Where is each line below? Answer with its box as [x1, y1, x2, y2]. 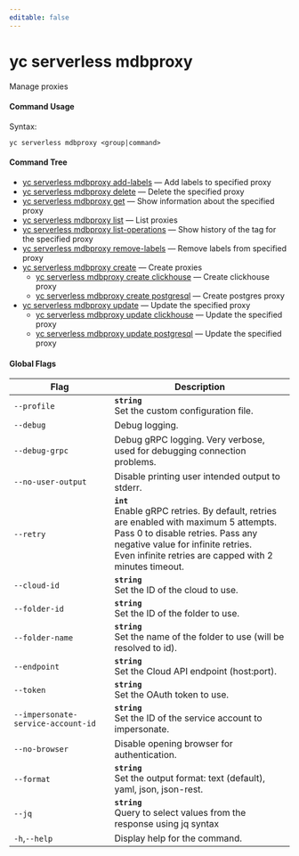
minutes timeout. [114, 560, 184, 573]
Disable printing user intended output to [114, 470, 280, 483]
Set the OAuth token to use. [114, 689, 230, 701]
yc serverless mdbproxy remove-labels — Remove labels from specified [21, 242, 287, 254]
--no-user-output [13, 477, 87, 487]
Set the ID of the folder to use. [114, 607, 240, 620]
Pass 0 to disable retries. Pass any [114, 527, 258, 540]
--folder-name [13, 633, 74, 643]
